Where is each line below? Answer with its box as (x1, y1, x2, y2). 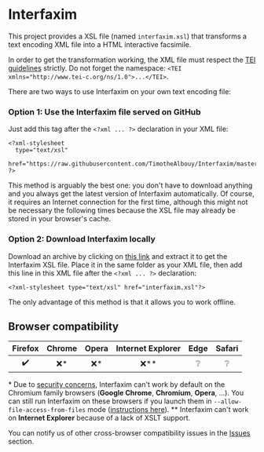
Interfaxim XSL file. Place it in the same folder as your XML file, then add (8, 260, 243, 269)
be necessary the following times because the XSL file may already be (8, 206, 236, 215)
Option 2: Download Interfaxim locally (8, 234, 156, 245)
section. (8, 437, 35, 447)
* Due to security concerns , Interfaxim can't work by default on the (8, 380, 225, 389)
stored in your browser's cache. (8, 214, 112, 224)
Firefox (12, 343, 39, 354)
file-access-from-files (8, 406, 86, 414)
